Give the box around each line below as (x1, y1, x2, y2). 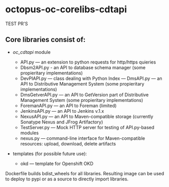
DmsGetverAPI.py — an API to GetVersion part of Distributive (20, 91, 149, 98)
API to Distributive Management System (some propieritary (20, 80, 144, 87)
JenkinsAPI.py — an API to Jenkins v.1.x (20, 108, 104, 114)
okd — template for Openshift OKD (20, 160, 93, 167)
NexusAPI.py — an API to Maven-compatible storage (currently (20, 113, 154, 119)
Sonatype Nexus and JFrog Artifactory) (20, 119, 103, 125)
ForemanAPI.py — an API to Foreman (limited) (20, 102, 117, 109)
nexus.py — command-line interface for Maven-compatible (20, 135, 146, 141)
